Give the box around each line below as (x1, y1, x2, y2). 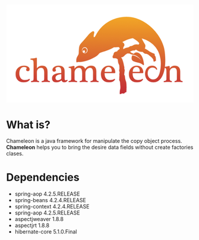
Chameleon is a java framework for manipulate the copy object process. (6, 137, 182, 145)
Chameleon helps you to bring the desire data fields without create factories (6, 144, 194, 151)
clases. (6, 150, 24, 157)
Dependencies (6, 171, 80, 184)
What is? (6, 118, 50, 132)
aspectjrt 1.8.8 (14, 222, 50, 229)
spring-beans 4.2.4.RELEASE (14, 197, 86, 204)
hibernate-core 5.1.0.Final (14, 228, 77, 235)
